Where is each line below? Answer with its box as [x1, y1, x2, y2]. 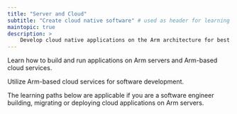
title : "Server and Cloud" [7, 10, 87, 18]
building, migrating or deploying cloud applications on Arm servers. [7, 98, 204, 107]
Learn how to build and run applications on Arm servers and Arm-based [7, 56, 218, 64]
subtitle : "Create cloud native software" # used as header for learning [7, 17, 231, 24]
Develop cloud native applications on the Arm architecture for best [20, 37, 231, 44]
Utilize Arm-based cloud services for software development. [7, 77, 184, 86]
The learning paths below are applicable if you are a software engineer [7, 91, 214, 100]
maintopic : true [7, 23, 55, 30]
